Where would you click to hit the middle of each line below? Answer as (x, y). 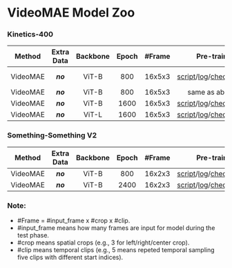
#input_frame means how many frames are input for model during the (116, 228)
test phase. (33, 236)
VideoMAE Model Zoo (71, 13)
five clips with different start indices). (70, 258)
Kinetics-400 (30, 35)
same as (201, 93)
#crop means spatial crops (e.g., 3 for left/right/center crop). (103, 242)
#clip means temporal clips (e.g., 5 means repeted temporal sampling (116, 250)
